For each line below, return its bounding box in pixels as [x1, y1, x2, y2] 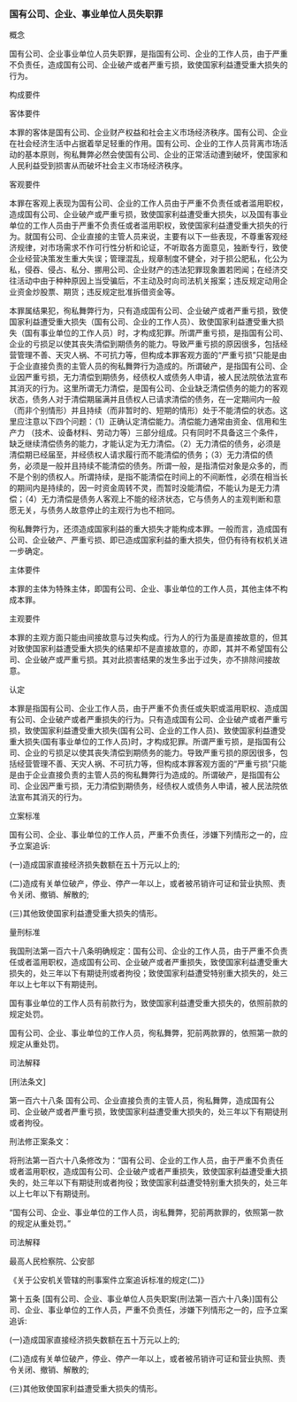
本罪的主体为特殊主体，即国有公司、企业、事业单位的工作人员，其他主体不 [9, 583, 280, 595]
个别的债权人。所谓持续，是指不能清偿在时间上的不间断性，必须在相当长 [24, 471, 288, 482]
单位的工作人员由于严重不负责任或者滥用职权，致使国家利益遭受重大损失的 [9, 220, 280, 231]
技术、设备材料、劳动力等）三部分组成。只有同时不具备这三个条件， [34, 427, 283, 438]
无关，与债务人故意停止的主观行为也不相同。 [16, 505, 179, 516]
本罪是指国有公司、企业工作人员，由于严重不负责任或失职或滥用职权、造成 [9, 703, 280, 714]
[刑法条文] [9, 1077, 47, 1087]
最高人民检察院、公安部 [9, 1256, 95, 1266]
